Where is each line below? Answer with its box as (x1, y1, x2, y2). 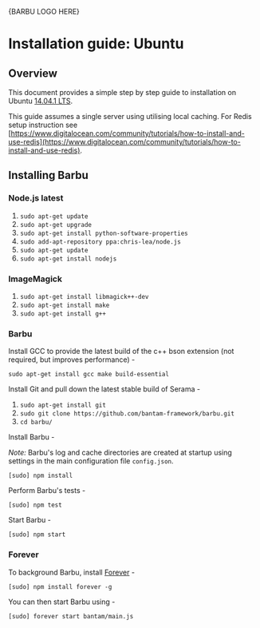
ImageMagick (8, 273, 62, 284)
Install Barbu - (8, 432, 55, 442)
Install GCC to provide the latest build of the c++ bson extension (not (8, 347, 234, 356)
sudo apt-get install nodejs (19, 255, 117, 263)
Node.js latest (8, 193, 64, 204)
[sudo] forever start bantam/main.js (8, 612, 134, 620)
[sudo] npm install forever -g (8, 582, 112, 590)
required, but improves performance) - (8, 355, 136, 364)
